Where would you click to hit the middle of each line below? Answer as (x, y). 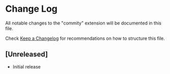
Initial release (26, 66)
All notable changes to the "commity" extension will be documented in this (83, 23)
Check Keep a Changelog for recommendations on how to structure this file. (85, 38)
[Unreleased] (27, 54)
